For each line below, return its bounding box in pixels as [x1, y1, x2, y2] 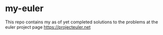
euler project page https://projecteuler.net [5, 24, 91, 30]
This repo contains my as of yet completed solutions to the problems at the [5, 19, 159, 25]
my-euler [5, 3, 44, 14]
